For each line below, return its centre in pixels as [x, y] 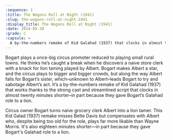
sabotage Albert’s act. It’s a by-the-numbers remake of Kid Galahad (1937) [83, 84]
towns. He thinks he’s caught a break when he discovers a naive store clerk [84, 63]
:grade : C [16, 33]
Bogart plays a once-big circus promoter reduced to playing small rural [80, 57]
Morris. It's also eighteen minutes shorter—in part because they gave [78, 126]
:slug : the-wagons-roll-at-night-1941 [46, 19]
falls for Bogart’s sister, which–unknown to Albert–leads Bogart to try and [82, 79]
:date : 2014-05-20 [25, 29]
